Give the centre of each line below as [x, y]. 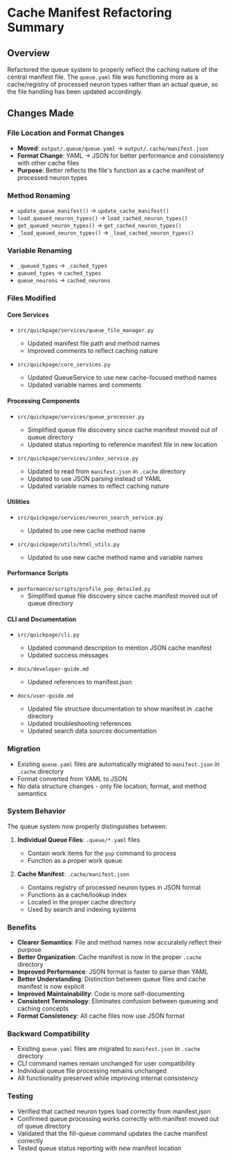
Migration [24, 749]
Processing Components [44, 401]
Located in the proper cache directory [82, 902]
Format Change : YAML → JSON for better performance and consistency [121, 155]
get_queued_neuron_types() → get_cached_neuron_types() [99, 225]
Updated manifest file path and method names [94, 343]
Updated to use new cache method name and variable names [115, 557]
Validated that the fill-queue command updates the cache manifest [112, 1133]
